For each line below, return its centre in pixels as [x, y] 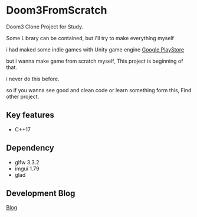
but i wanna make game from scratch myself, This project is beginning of [95, 61]
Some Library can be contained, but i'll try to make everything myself [90, 38]
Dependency [30, 148]
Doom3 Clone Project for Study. [45, 27]
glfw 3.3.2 [27, 162]
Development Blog [41, 193]
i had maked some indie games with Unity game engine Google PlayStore [95, 49]
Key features [30, 115]
